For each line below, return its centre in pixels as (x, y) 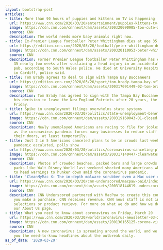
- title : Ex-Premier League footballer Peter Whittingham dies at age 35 (81, 41)
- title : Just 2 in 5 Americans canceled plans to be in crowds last (77, 141)
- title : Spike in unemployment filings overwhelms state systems (73, 109)
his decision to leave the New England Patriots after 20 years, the (86, 100)
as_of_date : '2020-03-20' (31, 240)
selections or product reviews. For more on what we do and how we (83, 204)
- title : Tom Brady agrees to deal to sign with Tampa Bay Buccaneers (78, 77)
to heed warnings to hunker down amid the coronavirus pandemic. (81, 172)
